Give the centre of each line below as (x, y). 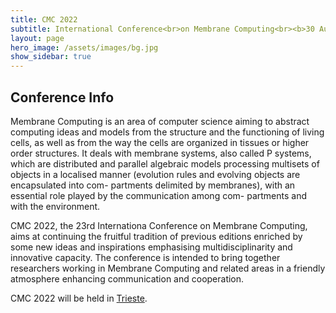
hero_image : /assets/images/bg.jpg (84, 47)
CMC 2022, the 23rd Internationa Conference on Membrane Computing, (159, 225)
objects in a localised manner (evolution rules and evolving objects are (155, 174)
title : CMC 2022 (44, 19)
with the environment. (55, 206)
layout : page (37, 38)
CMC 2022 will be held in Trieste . (79, 298)
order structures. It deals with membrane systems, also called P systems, (161, 153)
